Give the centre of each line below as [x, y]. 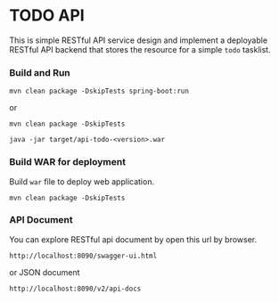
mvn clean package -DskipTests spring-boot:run [99, 91]
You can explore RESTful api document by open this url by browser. [133, 239]
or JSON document [45, 272]
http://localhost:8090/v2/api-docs [75, 289]
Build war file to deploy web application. [82, 181]
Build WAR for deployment [68, 162]
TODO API [47, 16]
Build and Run [40, 72]
